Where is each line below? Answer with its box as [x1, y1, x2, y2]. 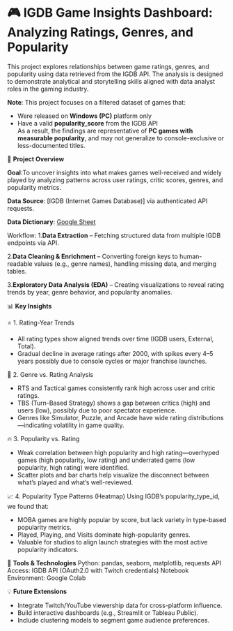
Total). [17, 342, 36, 350]
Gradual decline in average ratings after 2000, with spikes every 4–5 [17, 349, 214, 357]
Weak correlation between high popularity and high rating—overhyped [17, 448, 220, 456]
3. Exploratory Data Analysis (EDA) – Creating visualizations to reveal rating [7, 280, 225, 289]
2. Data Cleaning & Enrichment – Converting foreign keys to [7, 252, 179, 260]
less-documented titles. [17, 141, 86, 149]
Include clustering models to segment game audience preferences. [17, 616, 210, 624]
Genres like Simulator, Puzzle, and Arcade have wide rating [17, 413, 187, 422]
